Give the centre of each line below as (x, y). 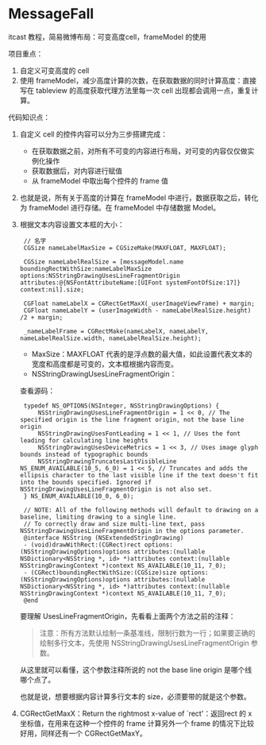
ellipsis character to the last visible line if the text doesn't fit (139, 475)
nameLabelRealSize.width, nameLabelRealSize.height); (110, 338)
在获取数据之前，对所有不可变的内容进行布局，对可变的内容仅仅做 (139, 151)
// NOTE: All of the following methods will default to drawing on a (141, 510)
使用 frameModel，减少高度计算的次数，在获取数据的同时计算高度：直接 (138, 80)
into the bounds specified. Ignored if (86, 482)
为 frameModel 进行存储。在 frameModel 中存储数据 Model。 (120, 207)
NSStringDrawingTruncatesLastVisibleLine (107, 461)
